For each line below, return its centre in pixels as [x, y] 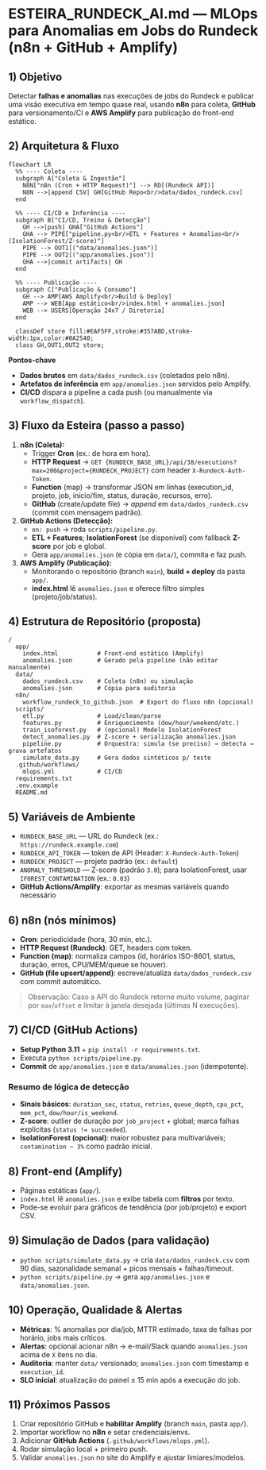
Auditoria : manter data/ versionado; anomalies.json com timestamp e [134, 1363]
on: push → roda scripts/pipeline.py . [94, 529]
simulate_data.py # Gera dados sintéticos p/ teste [117, 758]
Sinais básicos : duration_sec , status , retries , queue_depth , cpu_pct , [131, 1104]
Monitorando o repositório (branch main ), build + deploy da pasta [139, 571]
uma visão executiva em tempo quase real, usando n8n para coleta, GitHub [132, 104]
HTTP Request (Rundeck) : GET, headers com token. [106, 948]
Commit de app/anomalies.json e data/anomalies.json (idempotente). [134, 1066]
